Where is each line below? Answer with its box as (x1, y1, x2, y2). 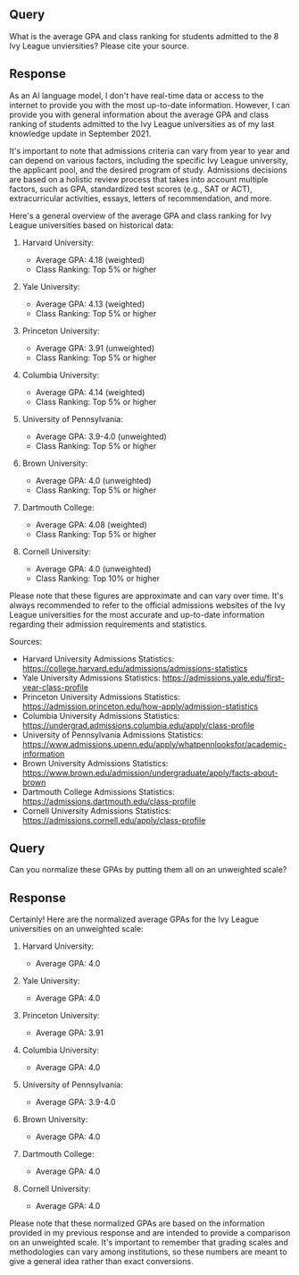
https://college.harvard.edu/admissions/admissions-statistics (21, 663, 248, 673)
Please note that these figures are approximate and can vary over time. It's (9, 590, 284, 601)
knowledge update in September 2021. (9, 128, 152, 139)
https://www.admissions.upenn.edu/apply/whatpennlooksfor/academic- (21, 739, 287, 749)
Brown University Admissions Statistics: (21, 757, 169, 768)
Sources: (9, 636, 43, 646)
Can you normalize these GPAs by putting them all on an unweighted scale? (9, 865, 287, 875)
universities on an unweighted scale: (9, 924, 145, 934)
